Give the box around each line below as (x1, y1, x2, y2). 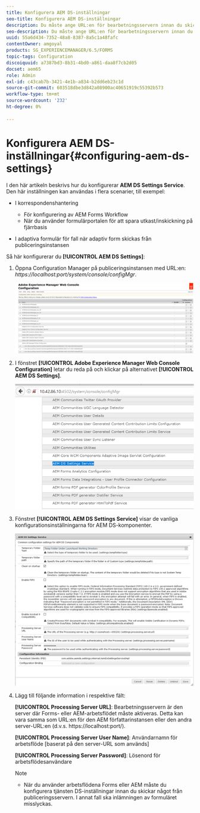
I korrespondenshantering (14, 199, 79, 207)
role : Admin (6, 72, 36, 79)
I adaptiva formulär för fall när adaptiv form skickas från (14, 235, 152, 242)
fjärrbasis (23, 223, 48, 230)
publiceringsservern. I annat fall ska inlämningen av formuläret (23, 794, 177, 801)
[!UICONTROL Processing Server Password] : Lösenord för (14, 752, 161, 759)
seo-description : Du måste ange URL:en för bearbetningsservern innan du (6, 29, 193, 35)
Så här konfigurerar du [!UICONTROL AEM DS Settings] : (6, 253, 145, 260)
